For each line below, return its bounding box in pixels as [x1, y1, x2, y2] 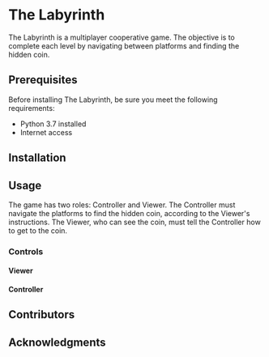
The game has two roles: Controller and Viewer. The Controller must [8, 200, 236, 210]
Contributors [8, 308, 75, 321]
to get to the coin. [8, 225, 67, 236]
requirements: [8, 103, 55, 113]
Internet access [19, 127, 73, 137]
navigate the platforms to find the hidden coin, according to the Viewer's [8, 208, 250, 218]
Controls [8, 245, 44, 257]
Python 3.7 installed [19, 119, 87, 129]
